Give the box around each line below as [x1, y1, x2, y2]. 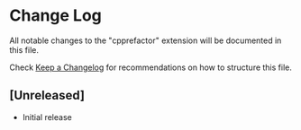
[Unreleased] [9, 88, 86, 103]
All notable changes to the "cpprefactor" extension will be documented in [9, 35, 282, 46]
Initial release [22, 111, 72, 122]
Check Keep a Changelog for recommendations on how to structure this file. [9, 62, 293, 73]
